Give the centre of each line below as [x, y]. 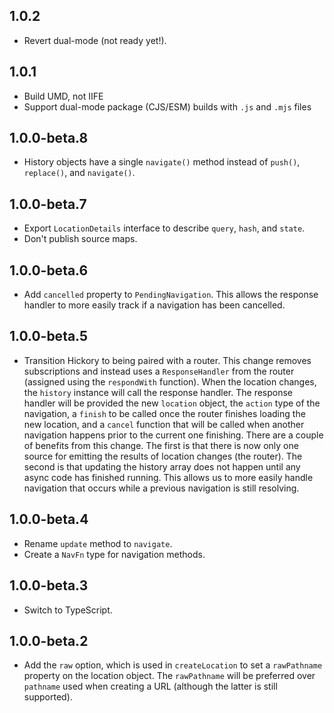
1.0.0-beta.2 [49, 640]
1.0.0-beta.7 [48, 204]
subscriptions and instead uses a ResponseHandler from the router [159, 371]
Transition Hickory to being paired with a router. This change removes [167, 360]
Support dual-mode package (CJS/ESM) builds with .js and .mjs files [167, 106]
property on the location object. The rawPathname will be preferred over [169, 676]
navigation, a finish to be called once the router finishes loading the [164, 413]
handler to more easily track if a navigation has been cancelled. [154, 305]
